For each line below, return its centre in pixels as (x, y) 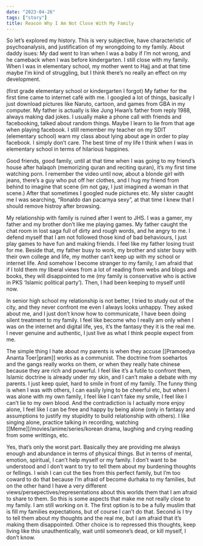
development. (23, 79)
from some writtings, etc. (38, 435)
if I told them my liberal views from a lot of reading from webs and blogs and (101, 270)
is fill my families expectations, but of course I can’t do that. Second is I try (99, 512)
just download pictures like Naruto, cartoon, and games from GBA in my (96, 104)
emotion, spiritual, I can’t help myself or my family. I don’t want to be (92, 460)
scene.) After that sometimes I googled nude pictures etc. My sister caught (100, 193)
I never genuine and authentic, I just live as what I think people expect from (100, 333)
